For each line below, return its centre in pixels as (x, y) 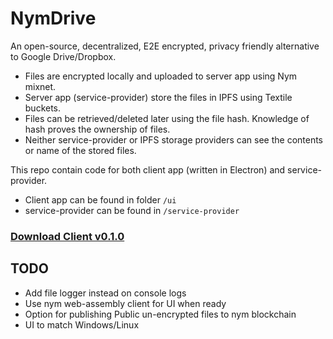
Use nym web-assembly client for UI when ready (125, 303)
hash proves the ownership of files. (97, 129)
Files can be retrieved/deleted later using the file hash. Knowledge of (167, 118)
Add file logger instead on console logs (105, 293)
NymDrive (53, 18)
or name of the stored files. (80, 150)
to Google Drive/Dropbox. (63, 56)
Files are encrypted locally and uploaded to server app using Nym (161, 76)
